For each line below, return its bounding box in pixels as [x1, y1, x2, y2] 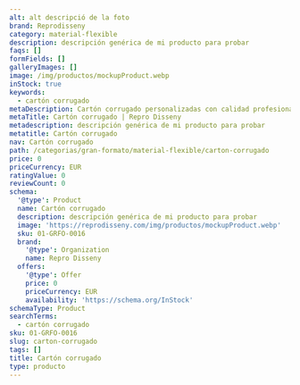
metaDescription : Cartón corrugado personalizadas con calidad [9, 105, 250, 113]
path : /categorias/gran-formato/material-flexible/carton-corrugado [9, 146, 270, 155]
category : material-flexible [9, 29, 118, 38]
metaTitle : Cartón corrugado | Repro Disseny [9, 113, 181, 121]
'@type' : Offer [25, 271, 82, 280]
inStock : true [9, 80, 62, 88]
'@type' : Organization [25, 246, 110, 255]
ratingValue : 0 [9, 171, 66, 180]
